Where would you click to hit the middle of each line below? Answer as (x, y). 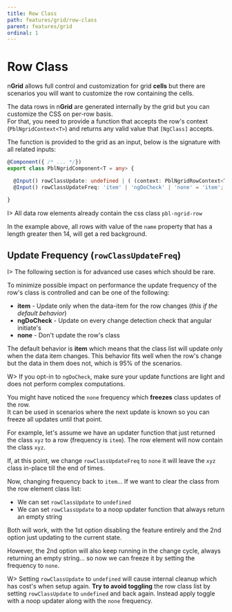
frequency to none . (33, 566)
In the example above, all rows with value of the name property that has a (110, 226)
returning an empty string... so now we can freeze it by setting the (101, 558)
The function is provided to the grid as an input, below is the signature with (114, 142)
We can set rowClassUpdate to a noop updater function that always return (121, 510)
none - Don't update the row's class (68, 335)
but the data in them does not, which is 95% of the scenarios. (95, 364)
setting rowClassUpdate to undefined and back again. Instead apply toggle (111, 593)
